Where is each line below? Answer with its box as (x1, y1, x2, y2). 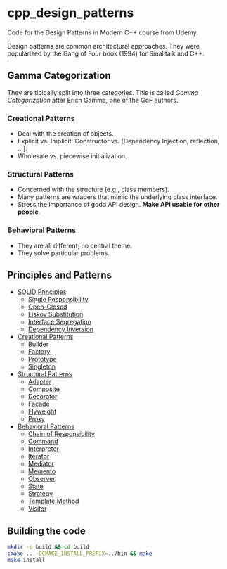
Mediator (27, 459, 55, 468)
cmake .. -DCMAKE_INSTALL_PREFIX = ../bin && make (7, 550, 153, 557)
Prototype (27, 355, 58, 364)
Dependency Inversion (27, 325, 93, 333)
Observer (27, 475, 56, 483)
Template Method (27, 497, 79, 506)
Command (27, 437, 58, 446)
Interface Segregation (27, 318, 91, 326)
